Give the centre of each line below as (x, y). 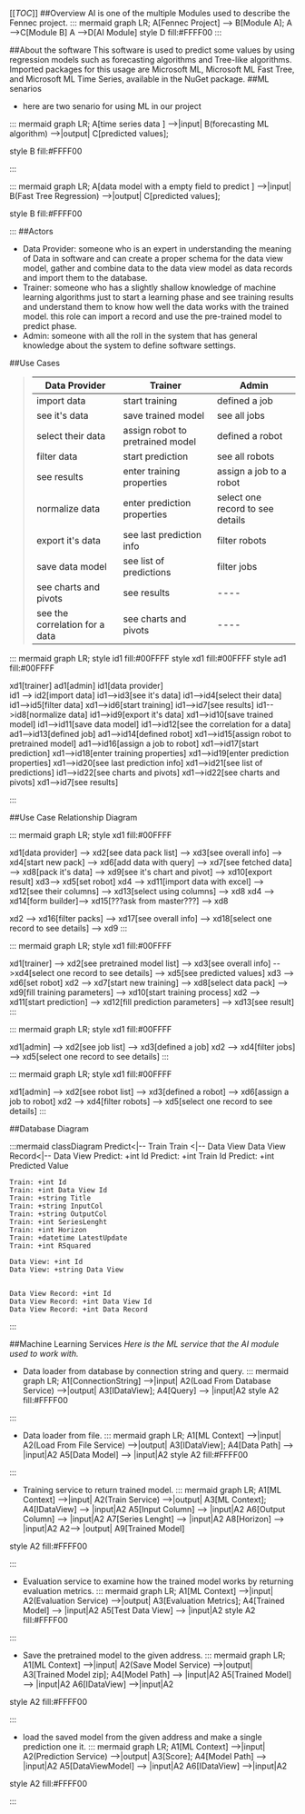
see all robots (246, 456)
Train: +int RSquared (50, 1246)
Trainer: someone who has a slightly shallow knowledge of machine (149, 287)
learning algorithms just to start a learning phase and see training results (158, 297)
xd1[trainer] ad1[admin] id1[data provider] (86, 686)
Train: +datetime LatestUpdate (69, 1238)
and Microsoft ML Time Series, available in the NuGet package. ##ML (139, 79)
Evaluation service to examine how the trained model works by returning (158, 1581)
